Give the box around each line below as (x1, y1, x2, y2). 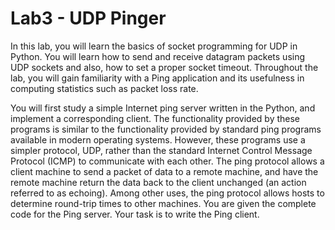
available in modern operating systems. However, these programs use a (10, 133, 306, 146)
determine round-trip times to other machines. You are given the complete (10, 197, 317, 209)
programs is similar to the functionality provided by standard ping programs (10, 123, 322, 135)
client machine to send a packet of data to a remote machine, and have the (10, 165, 319, 177)
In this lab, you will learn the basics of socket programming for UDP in (10, 40, 298, 52)
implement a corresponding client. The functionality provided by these (10, 112, 301, 124)
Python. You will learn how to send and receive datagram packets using (10, 50, 306, 62)
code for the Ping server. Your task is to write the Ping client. (10, 208, 260, 220)
